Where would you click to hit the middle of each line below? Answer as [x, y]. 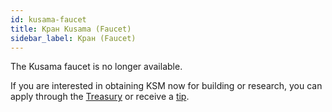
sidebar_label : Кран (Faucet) [73, 38]
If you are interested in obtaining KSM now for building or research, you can [166, 86]
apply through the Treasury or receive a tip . [100, 97]
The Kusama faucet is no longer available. [96, 67]
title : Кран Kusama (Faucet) [71, 29]
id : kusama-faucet [48, 19]
